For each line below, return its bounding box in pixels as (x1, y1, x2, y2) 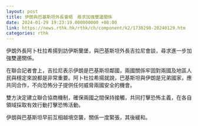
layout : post (6, 8, 38, 15)
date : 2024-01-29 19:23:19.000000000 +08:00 (6, 19, 117, 25)
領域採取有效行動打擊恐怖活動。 (6, 101, 84, 108)
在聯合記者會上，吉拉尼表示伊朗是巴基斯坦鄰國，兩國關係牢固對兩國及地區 (6, 67, 187, 74)
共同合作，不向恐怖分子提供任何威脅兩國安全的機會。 (6, 81, 136, 88)
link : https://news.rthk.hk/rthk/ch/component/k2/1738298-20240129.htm (6, 25, 186, 31)
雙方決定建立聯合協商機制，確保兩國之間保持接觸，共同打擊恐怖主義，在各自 (6, 94, 192, 101)
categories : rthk (6, 30, 49, 36)
